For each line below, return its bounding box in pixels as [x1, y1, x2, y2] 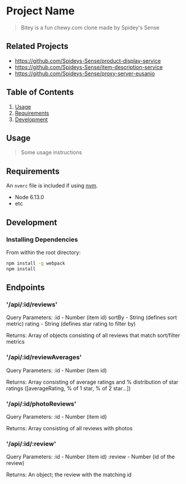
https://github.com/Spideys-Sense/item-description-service [14, 63, 163, 71]
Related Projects [6, 41, 69, 51]
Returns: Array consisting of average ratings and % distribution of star [6, 378, 179, 385]
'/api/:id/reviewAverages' [6, 353, 82, 362]
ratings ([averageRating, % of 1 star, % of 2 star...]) [6, 384, 131, 392]
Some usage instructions [20, 149, 82, 156]
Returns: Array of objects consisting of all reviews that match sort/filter [6, 332, 181, 339]
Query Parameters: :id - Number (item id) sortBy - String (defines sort [6, 314, 177, 321]
